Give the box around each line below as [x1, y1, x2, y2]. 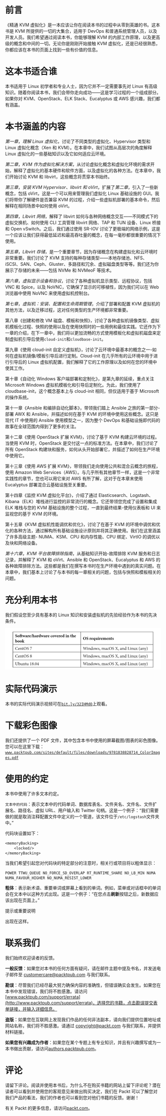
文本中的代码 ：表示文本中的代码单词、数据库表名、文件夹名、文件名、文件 [5, 801, 153, 807]
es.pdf [5, 756, 19, 761]
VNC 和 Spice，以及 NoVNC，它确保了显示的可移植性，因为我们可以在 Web [5, 284, 159, 290]
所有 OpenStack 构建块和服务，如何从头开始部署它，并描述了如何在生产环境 [5, 446, 160, 452]
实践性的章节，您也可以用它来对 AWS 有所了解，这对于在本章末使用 [5, 475, 143, 481]
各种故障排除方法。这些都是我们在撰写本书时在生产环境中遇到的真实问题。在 [5, 563, 161, 569]
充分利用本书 [5, 594, 58, 605]
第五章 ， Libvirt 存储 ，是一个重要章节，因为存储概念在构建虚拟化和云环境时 [5, 248, 158, 254]
